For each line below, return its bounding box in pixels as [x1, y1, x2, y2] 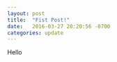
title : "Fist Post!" [7, 17, 70, 23]
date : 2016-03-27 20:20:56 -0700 [7, 23, 111, 30]
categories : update [7, 29, 64, 37]
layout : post [7, 10, 45, 17]
